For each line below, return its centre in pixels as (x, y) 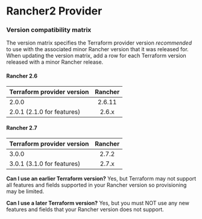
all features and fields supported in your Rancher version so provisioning (96, 185)
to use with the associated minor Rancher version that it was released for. (97, 49)
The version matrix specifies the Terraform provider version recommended (99, 43)
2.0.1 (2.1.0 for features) (45, 111)
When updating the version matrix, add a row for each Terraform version (96, 56)
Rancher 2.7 (22, 128)
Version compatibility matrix (49, 30)
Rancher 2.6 (22, 76)
